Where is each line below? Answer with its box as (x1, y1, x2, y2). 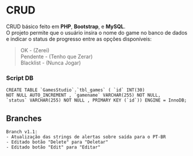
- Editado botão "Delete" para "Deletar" (6, 139, 109, 145)
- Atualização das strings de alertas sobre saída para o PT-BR (6, 134, 166, 140)
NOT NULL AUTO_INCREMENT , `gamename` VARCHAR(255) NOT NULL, (6, 92, 161, 99)
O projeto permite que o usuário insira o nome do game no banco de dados (6, 29, 188, 36)
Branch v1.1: (6, 129, 38, 135)
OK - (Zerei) (20, 46, 50, 53)
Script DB (6, 74, 34, 82)
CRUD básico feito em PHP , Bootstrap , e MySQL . (6, 23, 126, 30)
